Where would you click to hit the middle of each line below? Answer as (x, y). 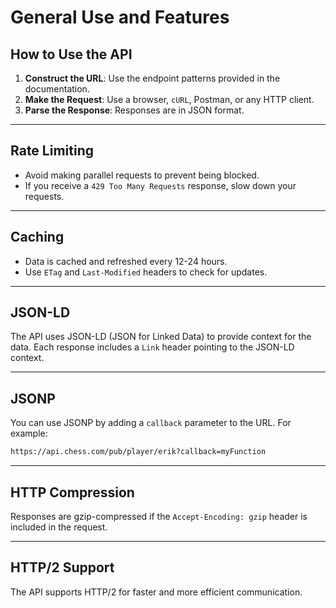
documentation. (57, 89)
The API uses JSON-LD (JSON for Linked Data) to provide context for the (161, 337)
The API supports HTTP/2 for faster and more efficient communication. (156, 592)
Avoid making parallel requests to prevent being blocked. (142, 175)
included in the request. (59, 527)
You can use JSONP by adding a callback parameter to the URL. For (151, 423)
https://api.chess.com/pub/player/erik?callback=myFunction (138, 452)
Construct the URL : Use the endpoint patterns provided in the (152, 78)
